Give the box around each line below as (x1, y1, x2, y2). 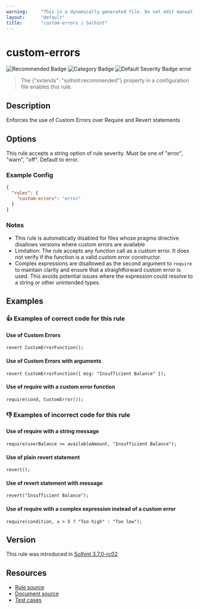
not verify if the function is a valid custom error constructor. (14, 253, 162, 261)
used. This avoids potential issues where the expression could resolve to (14, 273, 193, 280)
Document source (14, 590, 60, 598)
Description (6, 100, 51, 111)
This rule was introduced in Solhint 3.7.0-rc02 (6, 550, 118, 558)
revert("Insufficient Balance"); (6, 492, 89, 499)
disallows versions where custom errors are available (14, 240, 146, 248)
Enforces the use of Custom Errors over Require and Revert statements (6, 117, 180, 124)
